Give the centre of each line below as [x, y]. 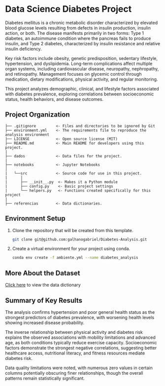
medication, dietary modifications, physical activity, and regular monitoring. [82, 79]
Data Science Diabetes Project [68, 9]
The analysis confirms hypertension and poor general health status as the [80, 312]
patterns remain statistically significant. [45, 378]
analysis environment [27, 134]
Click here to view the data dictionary [43, 285]
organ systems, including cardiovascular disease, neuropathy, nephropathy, [82, 69]
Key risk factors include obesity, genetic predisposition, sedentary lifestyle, [82, 58]
